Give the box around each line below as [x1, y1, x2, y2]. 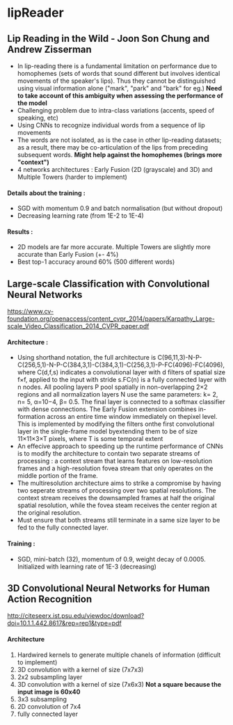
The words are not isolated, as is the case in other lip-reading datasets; [17, 136, 222, 144]
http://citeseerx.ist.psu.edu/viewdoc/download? [7, 612, 145, 620]
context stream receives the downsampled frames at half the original [17, 494, 215, 502]
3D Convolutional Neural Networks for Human [7, 582, 210, 594]
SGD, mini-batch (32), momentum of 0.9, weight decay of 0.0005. [17, 555, 207, 563]
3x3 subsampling [17, 694, 67, 703]
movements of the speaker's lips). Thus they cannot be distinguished [17, 77, 216, 85]
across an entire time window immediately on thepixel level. [47, 413, 218, 421]
